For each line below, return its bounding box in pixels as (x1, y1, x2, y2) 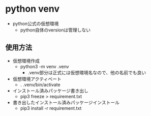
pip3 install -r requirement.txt (20, 105, 82, 111)
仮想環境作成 (12, 57, 40, 64)
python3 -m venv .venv (20, 63, 70, 69)
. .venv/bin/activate (20, 81, 61, 88)
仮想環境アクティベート (12, 76, 62, 82)
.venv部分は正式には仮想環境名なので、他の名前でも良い (27, 69, 146, 75)
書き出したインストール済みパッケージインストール (12, 99, 119, 105)
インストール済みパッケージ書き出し (12, 88, 89, 94)
